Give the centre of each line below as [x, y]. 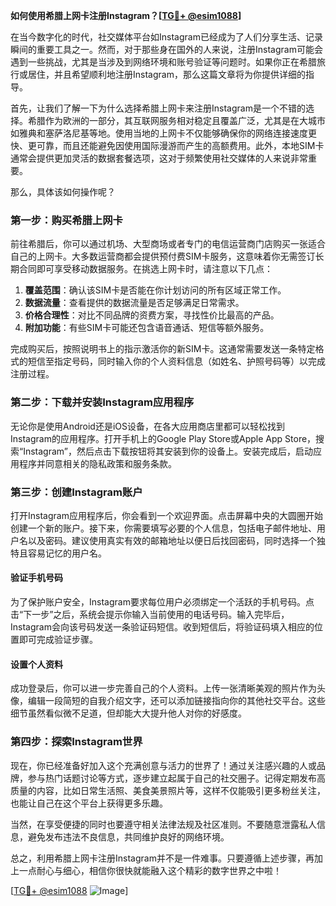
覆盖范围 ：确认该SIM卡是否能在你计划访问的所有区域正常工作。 [155, 290]
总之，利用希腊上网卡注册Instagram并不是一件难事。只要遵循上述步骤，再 [162, 858]
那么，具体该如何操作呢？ [63, 192]
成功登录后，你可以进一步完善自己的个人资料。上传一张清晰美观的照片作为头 [168, 688]
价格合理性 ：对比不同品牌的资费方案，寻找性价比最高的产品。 [152, 315]
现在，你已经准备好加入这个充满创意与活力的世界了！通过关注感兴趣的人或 [163, 765]
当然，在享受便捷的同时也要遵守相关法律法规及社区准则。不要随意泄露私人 [163, 824]
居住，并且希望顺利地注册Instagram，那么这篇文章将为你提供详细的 [166, 74]
